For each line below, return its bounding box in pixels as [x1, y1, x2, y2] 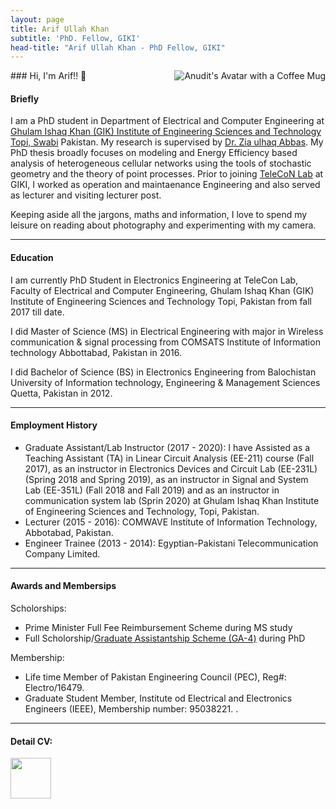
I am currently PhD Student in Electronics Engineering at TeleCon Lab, [10, 274, 299, 286]
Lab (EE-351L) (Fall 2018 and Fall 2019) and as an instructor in [24, 484, 280, 496]
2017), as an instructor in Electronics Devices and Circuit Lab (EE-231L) [24, 462, 318, 475]
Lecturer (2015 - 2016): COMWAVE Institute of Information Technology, [24, 516, 318, 528]
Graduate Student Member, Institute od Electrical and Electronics [24, 692, 293, 705]
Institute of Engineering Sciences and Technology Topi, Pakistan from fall [10, 295, 312, 307]
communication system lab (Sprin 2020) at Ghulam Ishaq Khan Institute [24, 494, 320, 506]
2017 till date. [10, 306, 65, 318]
